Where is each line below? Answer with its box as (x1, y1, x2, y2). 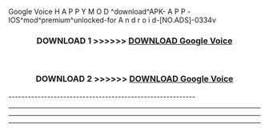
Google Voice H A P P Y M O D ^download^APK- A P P (8, 7, 186, 16)
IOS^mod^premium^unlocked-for (8, 15, 117, 25)
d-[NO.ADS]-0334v (151, 15, 216, 25)
